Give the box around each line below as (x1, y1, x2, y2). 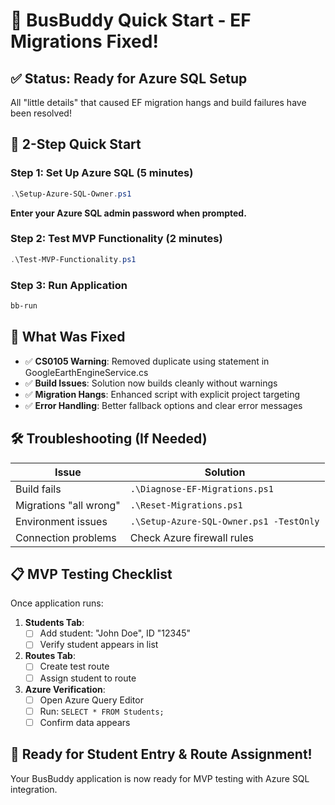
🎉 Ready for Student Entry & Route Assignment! (10, 746, 313, 763)
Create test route (39, 660, 110, 673)
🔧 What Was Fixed (10, 329, 126, 346)
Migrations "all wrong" (15, 498, 121, 512)
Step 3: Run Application (10, 278, 128, 292)
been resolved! (10, 107, 72, 119)
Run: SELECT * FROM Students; (39, 705, 165, 717)
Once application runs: (10, 597, 104, 609)
